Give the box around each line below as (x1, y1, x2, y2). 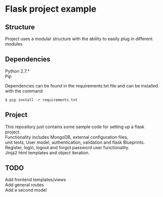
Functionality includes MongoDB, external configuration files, (5, 134, 128, 140)
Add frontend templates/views (5, 177, 66, 183)
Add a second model (5, 187, 47, 193)
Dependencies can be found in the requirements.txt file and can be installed (5, 83, 158, 88)
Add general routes (5, 182, 44, 188)
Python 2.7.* (5, 68, 30, 74)
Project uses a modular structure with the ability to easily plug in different (5, 36, 153, 42)
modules (5, 41, 23, 47)
